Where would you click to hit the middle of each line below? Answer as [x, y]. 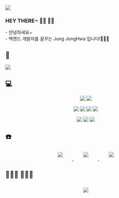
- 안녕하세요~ [19, 33]
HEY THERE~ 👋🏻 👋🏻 [30, 20]
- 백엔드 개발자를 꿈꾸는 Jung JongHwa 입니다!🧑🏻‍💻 [57, 39]
